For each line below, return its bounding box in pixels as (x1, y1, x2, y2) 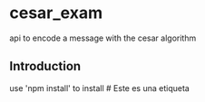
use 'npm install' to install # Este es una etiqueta (9, 82, 190, 93)
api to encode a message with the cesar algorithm (9, 32, 197, 43)
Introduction (9, 59, 82, 74)
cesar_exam (9, 3, 102, 23)
